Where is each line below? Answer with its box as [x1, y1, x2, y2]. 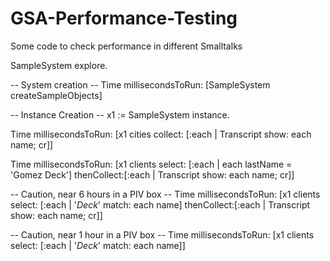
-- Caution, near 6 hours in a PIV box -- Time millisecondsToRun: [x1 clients [10, 188, 321, 200]
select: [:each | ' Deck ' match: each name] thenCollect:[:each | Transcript [10, 198, 311, 211]
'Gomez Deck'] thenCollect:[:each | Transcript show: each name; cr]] [10, 168, 295, 181]
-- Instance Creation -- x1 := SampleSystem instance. [10, 108, 230, 121]
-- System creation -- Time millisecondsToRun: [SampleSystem [10, 78, 271, 91]
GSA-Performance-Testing [10, 7, 238, 30]
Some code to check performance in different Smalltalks [10, 40, 243, 52]
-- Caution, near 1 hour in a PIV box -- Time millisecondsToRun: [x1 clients [10, 228, 315, 241]
